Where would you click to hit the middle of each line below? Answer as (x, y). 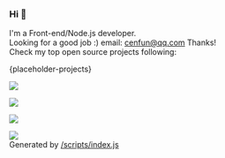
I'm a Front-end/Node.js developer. (73, 34)
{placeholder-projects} (51, 69)
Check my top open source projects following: (93, 52)
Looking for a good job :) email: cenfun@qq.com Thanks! (113, 42)
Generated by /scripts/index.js (64, 145)
